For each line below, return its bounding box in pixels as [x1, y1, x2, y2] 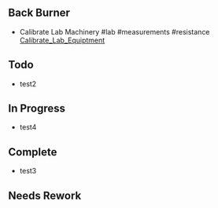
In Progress [8, 102, 65, 115]
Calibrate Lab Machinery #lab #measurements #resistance [19, 27, 210, 36]
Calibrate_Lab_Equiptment [19, 35, 105, 45]
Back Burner [8, 6, 71, 20]
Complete [8, 145, 57, 159]
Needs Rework [8, 188, 82, 203]
